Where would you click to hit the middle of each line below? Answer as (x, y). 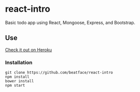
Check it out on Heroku (28, 49)
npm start (15, 86)
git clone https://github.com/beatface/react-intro (59, 73)
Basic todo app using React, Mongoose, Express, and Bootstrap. (70, 23)
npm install (17, 77)
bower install (20, 81)
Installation (19, 62)
